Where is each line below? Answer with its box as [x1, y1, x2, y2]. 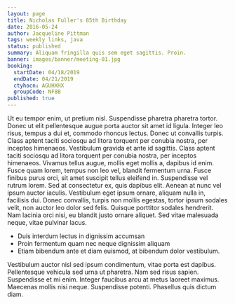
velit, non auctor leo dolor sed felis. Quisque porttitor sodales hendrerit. [7, 204, 214, 212]
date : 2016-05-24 [7, 23, 58, 30]
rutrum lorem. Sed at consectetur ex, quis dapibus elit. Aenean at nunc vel [7, 181, 222, 189]
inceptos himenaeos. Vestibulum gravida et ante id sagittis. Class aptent [7, 144, 215, 152]
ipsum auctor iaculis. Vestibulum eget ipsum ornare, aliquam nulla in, [7, 188, 206, 197]
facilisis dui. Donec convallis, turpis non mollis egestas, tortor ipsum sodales [7, 196, 228, 204]
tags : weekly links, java [7, 36, 83, 43]
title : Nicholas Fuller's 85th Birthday [7, 17, 128, 24]
